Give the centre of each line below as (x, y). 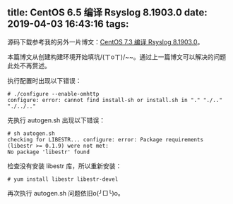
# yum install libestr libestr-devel (63, 179)
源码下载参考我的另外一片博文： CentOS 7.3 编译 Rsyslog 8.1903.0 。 (106, 42)
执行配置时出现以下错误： (44, 80)
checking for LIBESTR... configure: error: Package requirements (105, 139)
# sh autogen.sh (31, 133)
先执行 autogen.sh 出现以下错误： (56, 120)
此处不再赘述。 (29, 65)
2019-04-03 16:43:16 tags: (68, 24)
